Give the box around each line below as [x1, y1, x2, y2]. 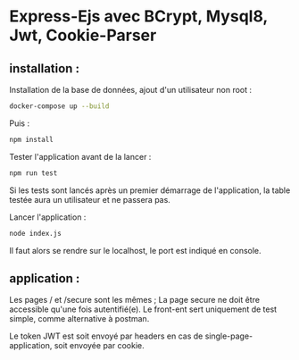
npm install [9, 135, 54, 144]
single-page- [204, 331, 253, 341]
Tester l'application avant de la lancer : [9, 151, 152, 162]
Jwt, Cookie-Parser [9, 25, 157, 46]
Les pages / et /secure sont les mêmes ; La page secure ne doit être [9, 295, 261, 306]
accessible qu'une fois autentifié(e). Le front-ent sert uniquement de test [9, 304, 278, 314]
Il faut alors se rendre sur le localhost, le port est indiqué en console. [9, 245, 262, 255]
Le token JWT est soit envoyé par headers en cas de [9, 331, 203, 341]
